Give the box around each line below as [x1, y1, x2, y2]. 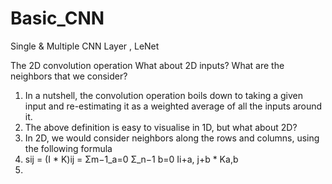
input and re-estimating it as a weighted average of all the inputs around [24, 100, 323, 112]
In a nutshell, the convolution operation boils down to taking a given [24, 89, 304, 101]
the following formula [24, 142, 113, 154]
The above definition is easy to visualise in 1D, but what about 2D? [24, 121, 298, 133]
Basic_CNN [10, 7, 105, 30]
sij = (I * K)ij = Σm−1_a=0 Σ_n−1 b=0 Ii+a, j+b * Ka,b [24, 153, 239, 165]
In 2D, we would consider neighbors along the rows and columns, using [24, 132, 320, 144]
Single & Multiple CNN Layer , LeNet [10, 40, 160, 52]
